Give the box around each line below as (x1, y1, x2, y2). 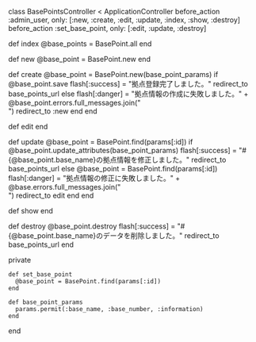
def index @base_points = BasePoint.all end (8, 39, 152, 48)
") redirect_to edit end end (8, 190, 94, 200)
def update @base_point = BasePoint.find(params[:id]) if (8, 137, 193, 146)
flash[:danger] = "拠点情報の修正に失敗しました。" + (8, 174, 181, 183)
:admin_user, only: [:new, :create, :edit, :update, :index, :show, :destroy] (8, 15, 240, 25)
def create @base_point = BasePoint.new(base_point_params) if (8, 70, 219, 79)
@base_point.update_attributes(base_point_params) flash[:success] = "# (8, 146, 247, 155)
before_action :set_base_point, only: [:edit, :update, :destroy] (8, 24, 207, 33)
